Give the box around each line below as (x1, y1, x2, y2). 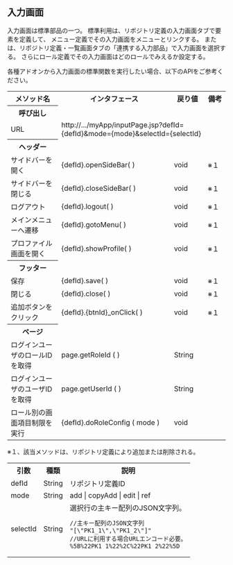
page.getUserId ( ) (61, 384, 121, 394)
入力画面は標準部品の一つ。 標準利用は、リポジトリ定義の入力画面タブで (7, 26, 216, 35)
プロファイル (10, 239, 53, 248)
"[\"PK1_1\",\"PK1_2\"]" (69, 527, 152, 534)
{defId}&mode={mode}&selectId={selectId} (61, 128, 202, 138)
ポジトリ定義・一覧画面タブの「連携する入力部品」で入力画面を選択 (25, 44, 220, 52)
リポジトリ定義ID (69, 479, 126, 489)
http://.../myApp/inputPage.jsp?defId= (61, 120, 184, 130)
